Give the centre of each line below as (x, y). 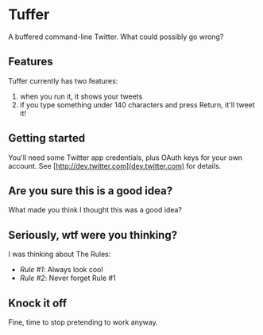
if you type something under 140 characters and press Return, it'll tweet (137, 104)
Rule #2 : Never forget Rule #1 (68, 278)
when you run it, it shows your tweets (81, 96)
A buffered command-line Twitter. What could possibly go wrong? (116, 37)
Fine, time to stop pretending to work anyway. (83, 322)
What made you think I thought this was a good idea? (95, 210)
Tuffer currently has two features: (63, 80)
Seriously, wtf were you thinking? (93, 235)
